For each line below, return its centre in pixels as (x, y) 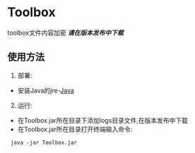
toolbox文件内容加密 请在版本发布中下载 (65, 32)
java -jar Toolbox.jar (44, 142)
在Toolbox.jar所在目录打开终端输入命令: (75, 129)
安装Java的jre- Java (46, 90)
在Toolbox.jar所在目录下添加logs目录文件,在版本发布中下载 (103, 120)
